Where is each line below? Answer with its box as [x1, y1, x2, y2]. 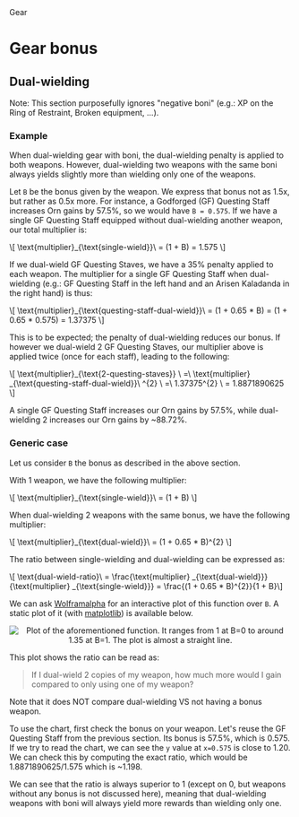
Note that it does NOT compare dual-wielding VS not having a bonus [9, 696, 262, 707]
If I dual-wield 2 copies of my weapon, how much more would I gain [30, 669, 282, 680]
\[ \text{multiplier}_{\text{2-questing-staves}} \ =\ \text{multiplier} [9, 369, 251, 379]
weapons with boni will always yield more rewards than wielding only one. [9, 797, 282, 808]
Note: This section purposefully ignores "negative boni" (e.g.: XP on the [9, 98, 274, 109]
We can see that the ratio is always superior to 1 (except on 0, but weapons [9, 778, 286, 789]
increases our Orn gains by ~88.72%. [48, 414, 188, 425]
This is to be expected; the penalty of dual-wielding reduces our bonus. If [9, 332, 281, 343]
